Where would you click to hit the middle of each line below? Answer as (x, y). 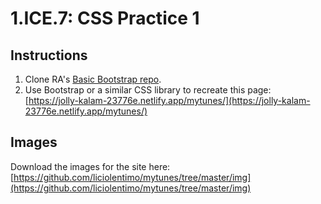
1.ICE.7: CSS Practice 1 (105, 18)
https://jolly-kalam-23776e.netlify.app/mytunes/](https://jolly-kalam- (169, 100)
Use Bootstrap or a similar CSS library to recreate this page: (148, 90)
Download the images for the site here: (90, 166)
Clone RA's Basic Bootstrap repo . (93, 79)
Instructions (49, 55)
